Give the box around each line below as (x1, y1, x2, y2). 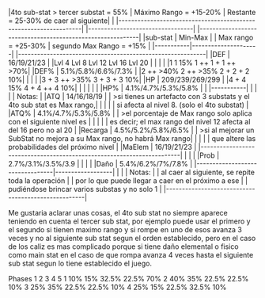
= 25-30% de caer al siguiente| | (8, 16, 115, 25)
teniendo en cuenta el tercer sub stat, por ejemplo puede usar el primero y (8, 216, 251, 226)
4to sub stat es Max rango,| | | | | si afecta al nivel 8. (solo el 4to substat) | (8, 100, 249, 109)
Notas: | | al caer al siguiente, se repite (129, 167, 256, 177)
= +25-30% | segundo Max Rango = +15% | (8, 41, 151, 51)
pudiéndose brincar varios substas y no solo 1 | (8, 185, 162, 193)
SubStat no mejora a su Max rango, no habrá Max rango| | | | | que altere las (8, 134, 256, 143)
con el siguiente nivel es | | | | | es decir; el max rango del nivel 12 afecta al (8, 117, 251, 126)
